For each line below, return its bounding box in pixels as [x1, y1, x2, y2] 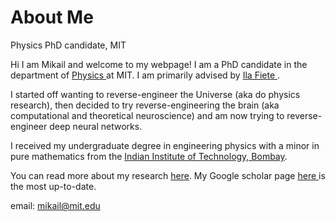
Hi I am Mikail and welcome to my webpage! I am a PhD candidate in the [10, 58, 308, 70]
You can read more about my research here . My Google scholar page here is [10, 169, 326, 181]
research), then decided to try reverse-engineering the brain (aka [10, 99, 280, 111]
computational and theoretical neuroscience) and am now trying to [10, 109, 285, 121]
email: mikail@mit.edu [10, 199, 101, 211]
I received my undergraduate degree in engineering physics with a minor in [10, 139, 320, 151]
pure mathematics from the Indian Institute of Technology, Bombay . [10, 150, 288, 162]
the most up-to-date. [10, 180, 97, 192]
